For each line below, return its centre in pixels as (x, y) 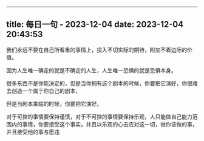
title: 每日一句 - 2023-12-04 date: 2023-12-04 (95, 25)
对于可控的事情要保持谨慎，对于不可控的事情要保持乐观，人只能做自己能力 (99, 117)
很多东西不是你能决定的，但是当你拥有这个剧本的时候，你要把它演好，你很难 (102, 83)
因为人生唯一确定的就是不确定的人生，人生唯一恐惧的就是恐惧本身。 (91, 70)
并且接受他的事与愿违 (33, 132)
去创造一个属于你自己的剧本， (43, 91)
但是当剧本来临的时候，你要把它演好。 (54, 103)
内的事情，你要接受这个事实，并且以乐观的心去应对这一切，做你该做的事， (104, 124)
